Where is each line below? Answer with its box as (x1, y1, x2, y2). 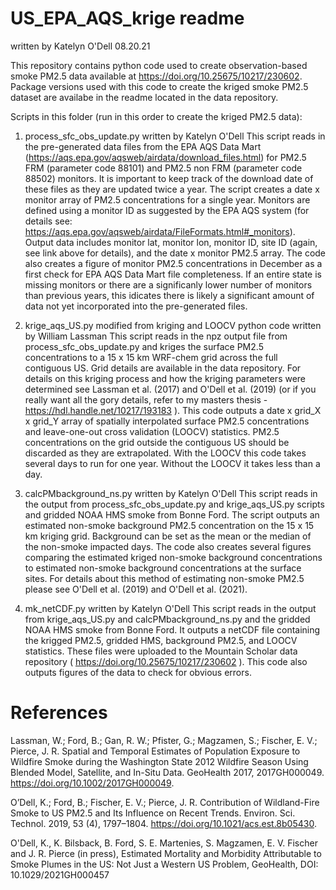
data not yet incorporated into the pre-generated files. (24, 300, 248, 312)
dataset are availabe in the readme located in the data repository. (10, 91, 279, 103)
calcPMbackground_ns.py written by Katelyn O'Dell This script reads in (24, 487, 318, 499)
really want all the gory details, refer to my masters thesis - (24, 393, 268, 406)
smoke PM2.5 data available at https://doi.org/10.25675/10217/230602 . (10, 70, 303, 82)
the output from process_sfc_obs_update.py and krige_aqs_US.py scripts (24, 498, 325, 510)
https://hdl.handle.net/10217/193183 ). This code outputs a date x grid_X (24, 404, 322, 416)
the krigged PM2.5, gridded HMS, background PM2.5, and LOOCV (24, 634, 298, 646)
